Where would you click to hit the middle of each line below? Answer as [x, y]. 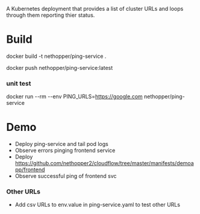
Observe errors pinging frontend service [65, 151]
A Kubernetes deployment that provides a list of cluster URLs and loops [95, 9]
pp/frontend [30, 170]
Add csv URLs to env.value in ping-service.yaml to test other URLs [98, 205]
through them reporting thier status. [51, 15]
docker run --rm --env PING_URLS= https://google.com [74, 96]
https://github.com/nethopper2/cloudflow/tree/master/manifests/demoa [104, 163]
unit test [19, 83]
